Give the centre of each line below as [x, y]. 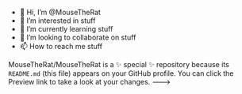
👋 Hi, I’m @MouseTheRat [60, 12]
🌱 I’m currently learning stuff [66, 29]
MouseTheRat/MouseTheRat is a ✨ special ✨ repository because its [119, 64]
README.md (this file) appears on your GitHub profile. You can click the [121, 73]
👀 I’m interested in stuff [58, 21]
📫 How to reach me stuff [61, 46]
